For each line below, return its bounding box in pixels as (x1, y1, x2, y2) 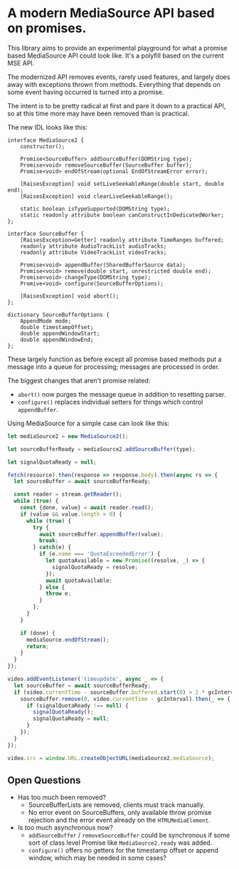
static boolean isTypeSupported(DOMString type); (20, 205, 171, 212)
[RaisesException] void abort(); (20, 292, 119, 300)
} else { (38, 583, 65, 590)
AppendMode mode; (20, 317, 72, 325)
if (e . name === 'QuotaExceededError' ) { (38, 551, 161, 558)
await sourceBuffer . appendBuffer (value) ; (38, 531, 164, 538)
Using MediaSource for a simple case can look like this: (7, 419, 170, 427)
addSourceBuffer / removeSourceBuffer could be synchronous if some (28, 831, 230, 840)
